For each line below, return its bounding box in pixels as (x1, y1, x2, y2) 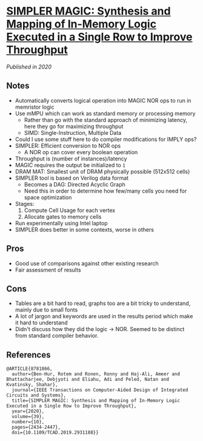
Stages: (15, 200, 35, 207)
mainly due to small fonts (15, 306, 78, 313)
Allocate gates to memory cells (24, 213, 102, 220)
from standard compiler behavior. (15, 332, 99, 340)
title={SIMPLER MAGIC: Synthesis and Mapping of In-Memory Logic (12, 398, 181, 404)
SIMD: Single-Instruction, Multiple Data (24, 129, 122, 136)
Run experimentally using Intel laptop (15, 219, 108, 227)
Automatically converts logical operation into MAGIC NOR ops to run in (15, 97, 192, 104)
